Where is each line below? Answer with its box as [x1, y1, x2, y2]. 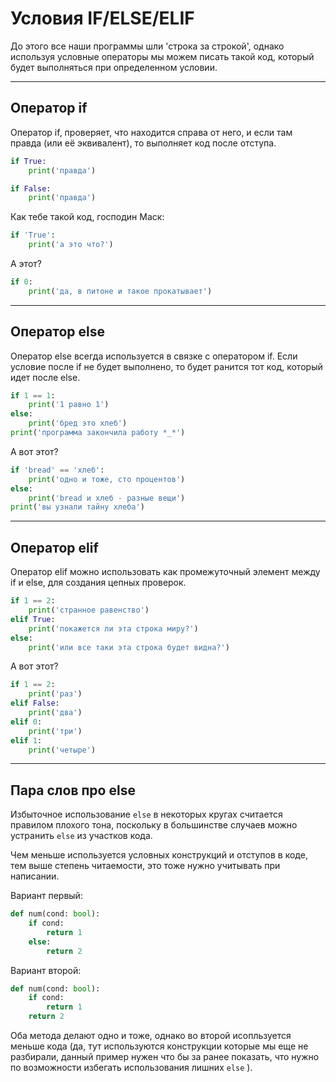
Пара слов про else [10, 782, 136, 799]
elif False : [10, 698, 60, 709]
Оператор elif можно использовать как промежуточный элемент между [10, 566, 321, 578]
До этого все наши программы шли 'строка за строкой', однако [10, 40, 285, 52]
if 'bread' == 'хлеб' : [10, 465, 105, 475]
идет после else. [10, 371, 81, 383]
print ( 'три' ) [28, 726, 83, 736]
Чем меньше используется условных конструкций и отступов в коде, [10, 849, 308, 861]
